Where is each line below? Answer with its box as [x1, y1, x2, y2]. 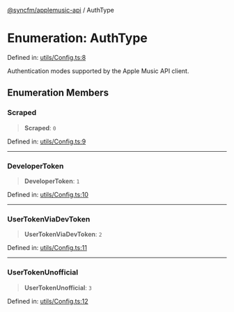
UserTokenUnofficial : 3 [24, 283, 92, 292]
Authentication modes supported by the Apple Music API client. [7, 66, 189, 75]
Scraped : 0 [24, 123, 56, 132]
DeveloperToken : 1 [24, 177, 80, 185]
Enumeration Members [7, 87, 109, 99]
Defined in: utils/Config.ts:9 [7, 137, 86, 146]
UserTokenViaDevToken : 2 [24, 230, 102, 239]
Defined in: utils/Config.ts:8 [7, 53, 86, 61]
